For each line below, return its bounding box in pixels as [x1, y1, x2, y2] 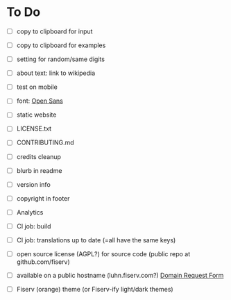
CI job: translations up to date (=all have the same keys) [16, 235, 176, 244]
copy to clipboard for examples [16, 41, 106, 49]
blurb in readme [16, 166, 62, 174]
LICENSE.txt [16, 124, 52, 133]
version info [16, 180, 51, 188]
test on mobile [16, 83, 58, 91]
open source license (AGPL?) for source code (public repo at [16, 249, 191, 258]
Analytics [16, 208, 44, 216]
